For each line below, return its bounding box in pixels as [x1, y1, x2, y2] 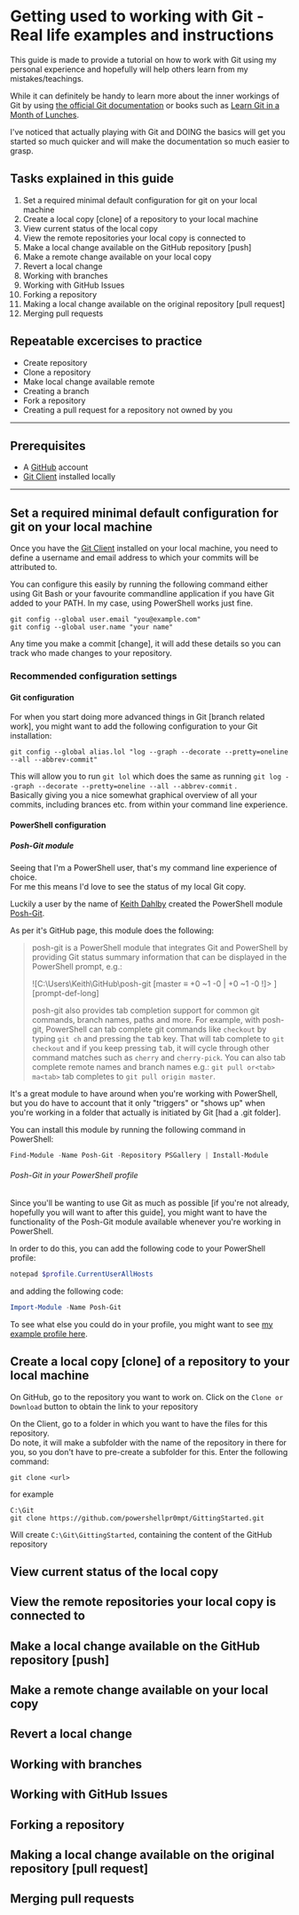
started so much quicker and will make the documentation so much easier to [10, 136, 290, 146]
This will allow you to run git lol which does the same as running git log [10, 771, 282, 782]
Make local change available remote [22, 376, 155, 387]
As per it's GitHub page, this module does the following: [10, 925, 215, 936]
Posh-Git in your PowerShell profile [10, 1170, 138, 1181]
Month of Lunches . [10, 109, 79, 120]
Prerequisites [10, 438, 86, 454]
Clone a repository [22, 367, 91, 377]
